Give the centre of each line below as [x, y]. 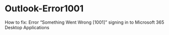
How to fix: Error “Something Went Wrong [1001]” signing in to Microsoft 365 [85, 22]
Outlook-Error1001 [44, 9]
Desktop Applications [27, 27]
